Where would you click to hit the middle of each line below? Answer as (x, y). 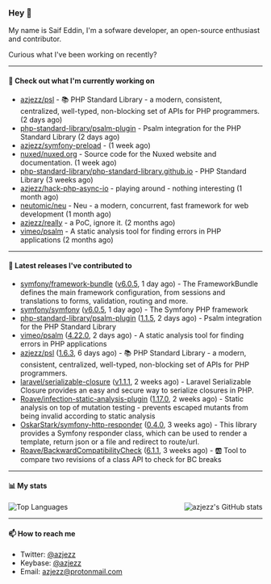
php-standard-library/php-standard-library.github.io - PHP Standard (133, 171)
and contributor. (35, 39)
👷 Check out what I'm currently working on (81, 81)
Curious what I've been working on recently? (83, 55)
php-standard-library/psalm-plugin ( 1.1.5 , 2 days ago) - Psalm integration (141, 317)
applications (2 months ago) (67, 239)
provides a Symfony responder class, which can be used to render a (133, 433)
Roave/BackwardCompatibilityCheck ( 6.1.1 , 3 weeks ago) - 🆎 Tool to (133, 450)
